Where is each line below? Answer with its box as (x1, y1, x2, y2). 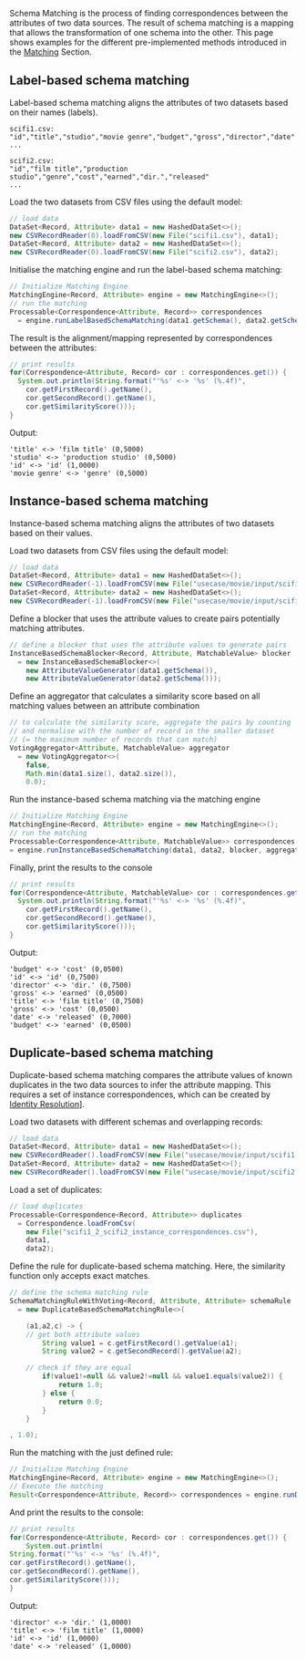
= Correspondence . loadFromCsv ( (17, 1218, 137, 1228)
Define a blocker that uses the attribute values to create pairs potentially (9, 613, 280, 624)
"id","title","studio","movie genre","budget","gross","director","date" (9, 132, 296, 141)
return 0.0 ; (57, 1397, 104, 1406)
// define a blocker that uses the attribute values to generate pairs (9, 640, 287, 649)
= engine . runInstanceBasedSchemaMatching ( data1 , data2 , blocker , (9, 845, 262, 855)
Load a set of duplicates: (9, 1184, 103, 1195)
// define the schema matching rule (9, 1288, 148, 1298)
